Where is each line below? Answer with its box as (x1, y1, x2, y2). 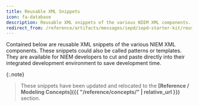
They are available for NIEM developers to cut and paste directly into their (6, 53, 185, 60)
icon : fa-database (6, 14, 51, 20)
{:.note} (6, 71, 25, 78)
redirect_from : (6, 25, 44, 31)
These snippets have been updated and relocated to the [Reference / (20, 83, 190, 90)
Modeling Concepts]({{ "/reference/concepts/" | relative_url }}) (20, 88, 180, 95)
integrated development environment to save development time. (6, 60, 162, 67)
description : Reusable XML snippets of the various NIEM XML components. (6, 19, 192, 25)
